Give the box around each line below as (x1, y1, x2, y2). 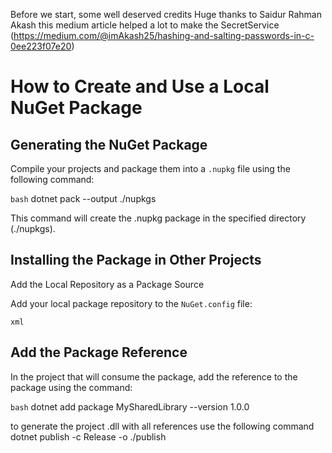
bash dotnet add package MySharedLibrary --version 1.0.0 (10, 400, 250, 413)
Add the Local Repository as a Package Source (10, 278, 205, 290)
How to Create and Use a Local (10, 75, 270, 98)
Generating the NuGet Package (10, 136, 208, 153)
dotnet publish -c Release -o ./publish (10, 430, 167, 443)
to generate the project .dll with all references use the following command (10, 420, 315, 432)
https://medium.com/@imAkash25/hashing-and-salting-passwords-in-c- (13, 30, 315, 41)
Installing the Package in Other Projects (10, 252, 262, 269)
